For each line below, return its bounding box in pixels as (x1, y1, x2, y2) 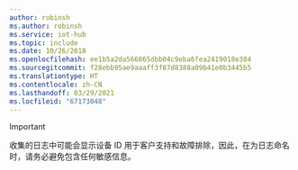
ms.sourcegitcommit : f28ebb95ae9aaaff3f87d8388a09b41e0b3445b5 (9, 64, 252, 73)
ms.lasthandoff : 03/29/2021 (9, 88, 115, 97)
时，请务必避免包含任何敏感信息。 (9, 151, 136, 162)
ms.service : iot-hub (9, 30, 87, 39)
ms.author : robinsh (9, 22, 83, 31)
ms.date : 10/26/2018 (9, 47, 87, 56)
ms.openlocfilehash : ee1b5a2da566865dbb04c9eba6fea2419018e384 (9, 55, 252, 64)
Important (9, 121, 46, 132)
